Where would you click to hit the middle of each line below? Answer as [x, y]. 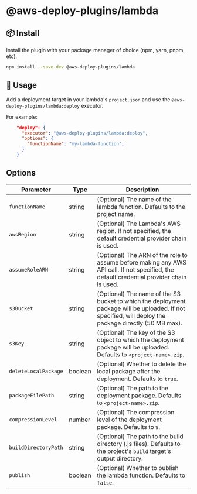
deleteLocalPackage [36, 371]
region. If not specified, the [134, 231]
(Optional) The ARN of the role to [142, 255]
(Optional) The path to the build [140, 436]
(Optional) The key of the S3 [136, 332]
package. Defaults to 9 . [129, 427]
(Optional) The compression [136, 412]
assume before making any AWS [142, 262]
